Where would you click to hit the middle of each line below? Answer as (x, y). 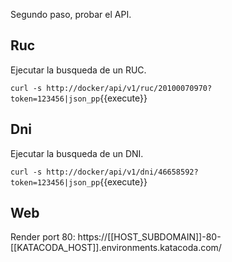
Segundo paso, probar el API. (71, 14)
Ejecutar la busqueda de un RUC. (78, 70)
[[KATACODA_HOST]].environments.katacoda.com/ (116, 248)
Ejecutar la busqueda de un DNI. (77, 153)
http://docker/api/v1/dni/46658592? (122, 172)
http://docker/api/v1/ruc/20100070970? (129, 88)
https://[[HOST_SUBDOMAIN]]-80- (149, 237)
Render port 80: (43, 237)
